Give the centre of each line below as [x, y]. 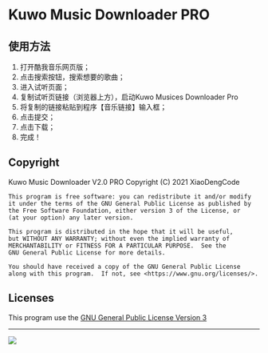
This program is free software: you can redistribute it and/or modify [130, 197]
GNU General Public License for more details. [87, 253]
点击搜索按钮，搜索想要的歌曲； [72, 77]
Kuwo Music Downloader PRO [109, 15]
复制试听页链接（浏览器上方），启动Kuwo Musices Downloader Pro [129, 97]
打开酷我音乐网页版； [55, 67]
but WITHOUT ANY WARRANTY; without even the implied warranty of [119, 239]
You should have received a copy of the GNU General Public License [124, 267]
